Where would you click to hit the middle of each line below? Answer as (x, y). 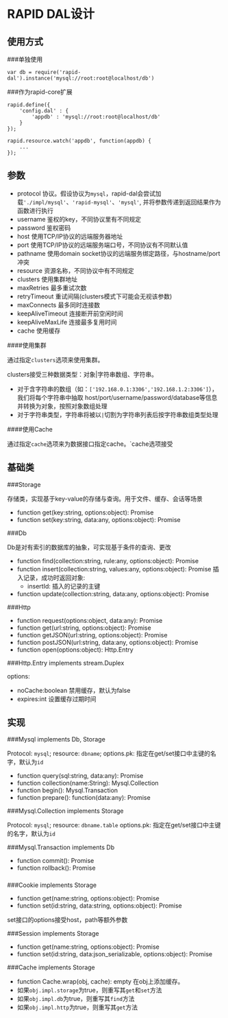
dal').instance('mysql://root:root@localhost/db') (81, 78)
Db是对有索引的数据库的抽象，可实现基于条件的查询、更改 (89, 547)
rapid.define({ (29, 105)
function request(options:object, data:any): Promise (90, 620)
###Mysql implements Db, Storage (56, 739)
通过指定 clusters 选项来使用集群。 (55, 359)
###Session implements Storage (53, 934)
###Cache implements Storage (51, 967)
